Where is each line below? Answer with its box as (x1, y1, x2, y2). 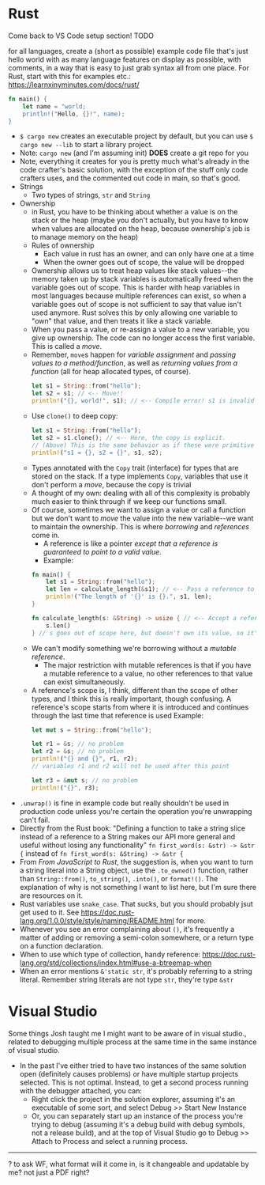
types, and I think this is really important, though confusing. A (31, 694, 232, 703)
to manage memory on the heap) (31, 233, 139, 242)
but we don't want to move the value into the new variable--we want (31, 513, 254, 523)
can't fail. (19, 815, 50, 824)
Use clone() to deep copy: (31, 411, 118, 421)
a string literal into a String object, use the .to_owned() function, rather (19, 865, 248, 875)
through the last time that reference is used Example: (31, 710, 203, 720)
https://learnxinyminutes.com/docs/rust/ (8, 80, 140, 89)
